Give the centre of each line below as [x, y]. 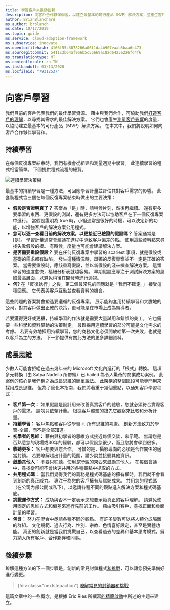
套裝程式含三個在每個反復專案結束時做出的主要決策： [61, 197]
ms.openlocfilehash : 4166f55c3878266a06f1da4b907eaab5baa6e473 [73, 48]
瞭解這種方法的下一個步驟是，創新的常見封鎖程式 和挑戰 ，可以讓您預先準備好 [85, 568]
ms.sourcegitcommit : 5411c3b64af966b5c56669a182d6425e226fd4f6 [73, 52]
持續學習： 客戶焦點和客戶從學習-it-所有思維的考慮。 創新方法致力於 [84, 423]
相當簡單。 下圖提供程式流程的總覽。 [48, 169]
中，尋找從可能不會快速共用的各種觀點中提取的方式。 [68, 468]
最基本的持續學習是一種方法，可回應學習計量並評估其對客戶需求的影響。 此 [83, 190]
